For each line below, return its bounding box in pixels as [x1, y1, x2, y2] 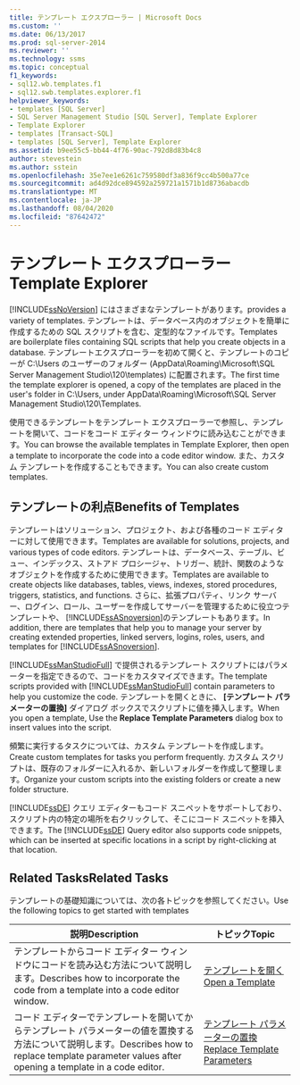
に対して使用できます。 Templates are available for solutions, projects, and [16, 536, 290, 547]
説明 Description [70, 928, 139, 940]
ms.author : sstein [9, 163, 78, 171]
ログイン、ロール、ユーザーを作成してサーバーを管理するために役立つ [24, 601, 283, 612]
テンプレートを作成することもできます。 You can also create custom [19, 461, 270, 472]
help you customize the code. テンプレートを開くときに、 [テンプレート [9, 691, 274, 702]
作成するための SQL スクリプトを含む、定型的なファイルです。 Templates [9, 326, 279, 337]
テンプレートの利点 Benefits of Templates [9, 499, 239, 514]
